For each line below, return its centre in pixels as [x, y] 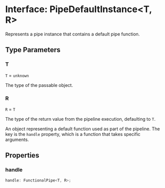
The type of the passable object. [39, 85]
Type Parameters [33, 50]
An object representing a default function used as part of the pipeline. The [83, 129]
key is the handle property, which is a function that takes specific [73, 134]
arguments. [17, 139]
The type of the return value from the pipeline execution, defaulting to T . [80, 119]
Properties [22, 155]
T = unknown [17, 75]
